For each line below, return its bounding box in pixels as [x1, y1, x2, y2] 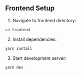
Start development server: [12, 55, 66, 61]
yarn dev [5, 65, 23, 70]
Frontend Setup [5, 4, 55, 13]
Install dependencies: [12, 36, 57, 42]
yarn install [5, 46, 32, 51]
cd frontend [5, 27, 30, 32]
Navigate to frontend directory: [12, 17, 76, 23]
